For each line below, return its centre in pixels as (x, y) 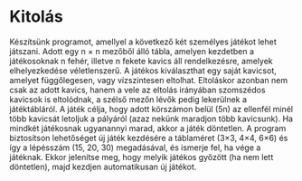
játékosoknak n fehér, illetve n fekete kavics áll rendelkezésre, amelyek (141, 61)
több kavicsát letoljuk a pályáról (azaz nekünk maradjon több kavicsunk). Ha (151, 119)
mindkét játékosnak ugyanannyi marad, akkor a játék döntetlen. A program (148, 128)
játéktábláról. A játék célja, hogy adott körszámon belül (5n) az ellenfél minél (151, 109)
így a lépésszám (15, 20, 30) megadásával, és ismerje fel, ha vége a (135, 148)
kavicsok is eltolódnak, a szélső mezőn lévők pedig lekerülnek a (128, 99)
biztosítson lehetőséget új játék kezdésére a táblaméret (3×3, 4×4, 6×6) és (149, 138)
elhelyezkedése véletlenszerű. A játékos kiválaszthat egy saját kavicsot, (143, 71)
